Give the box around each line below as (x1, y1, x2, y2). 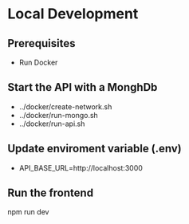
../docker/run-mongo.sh (18, 110, 99, 120)
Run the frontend (7, 187, 93, 200)
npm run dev (7, 207, 49, 217)
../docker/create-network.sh (18, 101, 112, 112)
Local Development (7, 5, 139, 23)
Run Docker (18, 57, 58, 67)
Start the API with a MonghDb (7, 81, 158, 94)
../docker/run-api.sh (18, 119, 85, 128)
